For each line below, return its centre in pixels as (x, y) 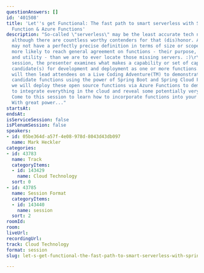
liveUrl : (17, 233)
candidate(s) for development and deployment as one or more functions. (106, 69)
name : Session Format (39, 193)
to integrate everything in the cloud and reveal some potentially (99, 91)
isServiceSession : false (38, 119)
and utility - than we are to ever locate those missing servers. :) (101, 57)
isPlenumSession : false (36, 126)
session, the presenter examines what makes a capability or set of (100, 63)
